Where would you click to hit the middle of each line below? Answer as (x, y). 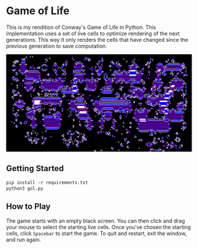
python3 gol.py (25, 189)
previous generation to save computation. (57, 46)
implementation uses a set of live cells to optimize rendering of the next (93, 33)
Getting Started (35, 168)
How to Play (29, 207)
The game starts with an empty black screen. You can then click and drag (95, 221)
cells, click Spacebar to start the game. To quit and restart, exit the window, (96, 233)
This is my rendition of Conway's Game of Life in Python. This (81, 27)
